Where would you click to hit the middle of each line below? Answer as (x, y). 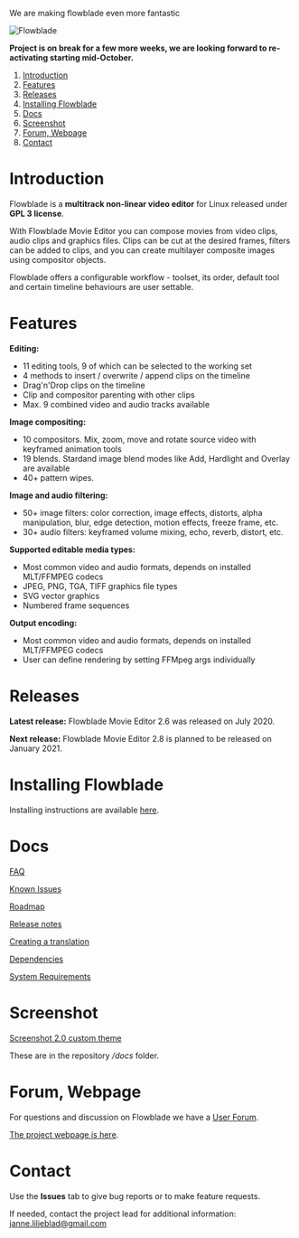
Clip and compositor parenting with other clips (109, 394)
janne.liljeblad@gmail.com (58, 1223)
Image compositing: (48, 422)
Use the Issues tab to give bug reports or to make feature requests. (135, 1196)
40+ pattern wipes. (58, 477)
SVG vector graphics (61, 596)
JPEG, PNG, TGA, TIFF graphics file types (100, 586)
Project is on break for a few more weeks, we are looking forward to (138, 48)
